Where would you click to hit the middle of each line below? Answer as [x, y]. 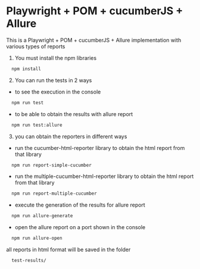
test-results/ [29, 261]
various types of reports [36, 46]
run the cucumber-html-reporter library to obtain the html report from [100, 148]
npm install [26, 69]
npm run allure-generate [42, 216]
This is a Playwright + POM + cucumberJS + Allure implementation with [94, 40]
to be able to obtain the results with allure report [74, 114]
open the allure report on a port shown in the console [80, 227]
